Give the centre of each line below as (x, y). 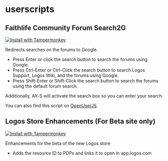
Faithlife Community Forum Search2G (66, 28)
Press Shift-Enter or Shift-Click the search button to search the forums (85, 81)
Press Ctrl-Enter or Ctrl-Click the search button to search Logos (79, 70)
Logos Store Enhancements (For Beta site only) (80, 122)
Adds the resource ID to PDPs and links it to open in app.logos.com (82, 153)
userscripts (30, 9)
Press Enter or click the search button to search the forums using (80, 59)
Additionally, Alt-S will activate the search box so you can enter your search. (84, 96)
